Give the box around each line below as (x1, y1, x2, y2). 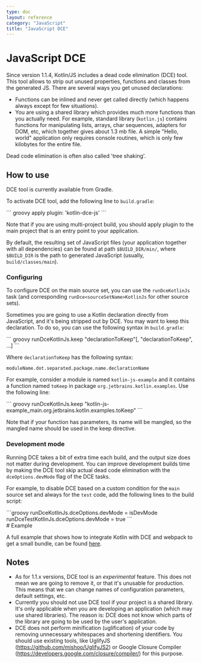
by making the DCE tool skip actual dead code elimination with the (6, 466, 170, 473)
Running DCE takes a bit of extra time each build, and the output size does (6, 453, 191, 461)
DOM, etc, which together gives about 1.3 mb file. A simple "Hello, (14, 128, 179, 135)
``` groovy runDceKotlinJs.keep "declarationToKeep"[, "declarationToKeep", (6, 335, 193, 343)
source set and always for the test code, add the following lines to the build (6, 491, 194, 498)
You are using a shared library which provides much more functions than (14, 109, 196, 116)
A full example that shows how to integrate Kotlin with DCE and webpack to (6, 534, 193, 541)
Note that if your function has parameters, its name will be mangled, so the (6, 419, 191, 426)
